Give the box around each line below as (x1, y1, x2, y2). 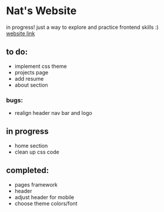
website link (6, 29, 35, 37)
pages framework (14, 181, 58, 188)
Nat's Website (6, 4, 77, 18)
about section (14, 81, 48, 88)
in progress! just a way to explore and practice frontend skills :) (6, 24, 159, 31)
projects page (14, 69, 49, 76)
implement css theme (14, 62, 67, 69)
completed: (6, 165, 49, 175)
